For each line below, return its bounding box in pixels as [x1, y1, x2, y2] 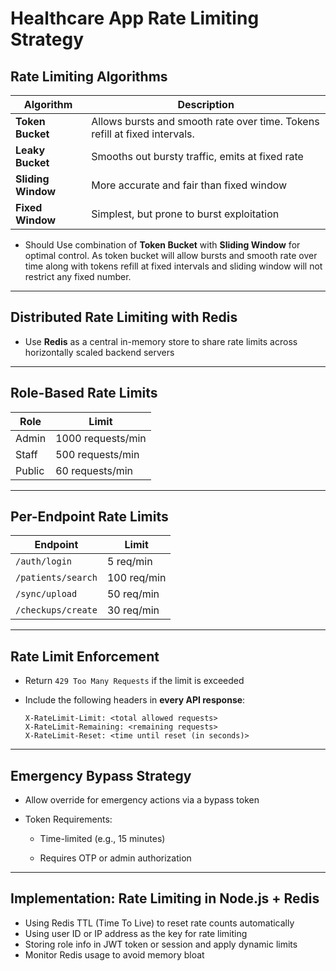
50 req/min [106, 587, 160, 601]
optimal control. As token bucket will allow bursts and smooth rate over [24, 250, 318, 261]
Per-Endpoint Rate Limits [10, 508, 169, 526]
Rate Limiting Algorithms [10, 68, 168, 85]
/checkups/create [15, 605, 98, 616]
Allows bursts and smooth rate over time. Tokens [91, 115, 320, 128]
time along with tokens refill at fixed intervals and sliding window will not [24, 260, 323, 272]
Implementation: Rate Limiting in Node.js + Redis [10, 890, 320, 907]
